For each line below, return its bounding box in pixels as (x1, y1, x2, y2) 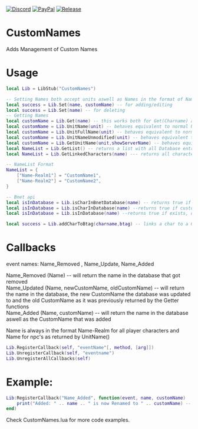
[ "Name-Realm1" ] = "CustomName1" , (16, 172, 101, 179)
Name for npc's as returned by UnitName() (6, 333, 110, 341)
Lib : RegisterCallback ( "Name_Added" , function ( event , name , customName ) (6, 395, 186, 401)
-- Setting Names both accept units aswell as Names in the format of (6, 96, 183, 102)
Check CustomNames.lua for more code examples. (6, 417, 130, 424)
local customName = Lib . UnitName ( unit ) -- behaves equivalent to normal (6, 124, 189, 129)
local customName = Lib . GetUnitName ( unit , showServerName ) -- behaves (6, 140, 181, 146)
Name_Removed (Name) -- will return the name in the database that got (6, 272, 181, 279)
